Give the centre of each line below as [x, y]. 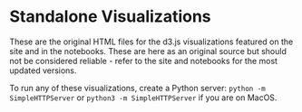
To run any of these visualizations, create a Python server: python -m [137, 88]
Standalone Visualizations [110, 17]
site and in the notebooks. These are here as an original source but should [148, 51]
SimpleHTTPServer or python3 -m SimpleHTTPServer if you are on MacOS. [143, 98]
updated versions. [43, 70]
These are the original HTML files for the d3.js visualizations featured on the [151, 42]
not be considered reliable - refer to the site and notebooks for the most [144, 61]
